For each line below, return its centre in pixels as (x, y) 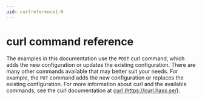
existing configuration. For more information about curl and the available (96, 84)
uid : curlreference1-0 (35, 12)
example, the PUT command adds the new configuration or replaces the (95, 77)
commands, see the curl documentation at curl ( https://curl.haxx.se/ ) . (93, 90)
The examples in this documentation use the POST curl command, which (96, 58)
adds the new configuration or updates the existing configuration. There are (101, 64)
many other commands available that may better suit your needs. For (92, 71)
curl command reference (70, 41)
